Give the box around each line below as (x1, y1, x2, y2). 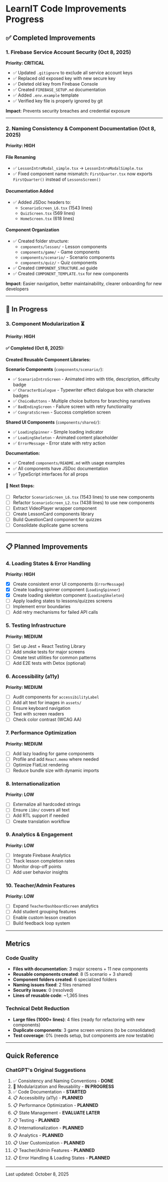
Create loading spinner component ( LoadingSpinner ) (12, 587, 120, 592)
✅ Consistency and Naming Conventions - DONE (12, 1078, 114, 1084)
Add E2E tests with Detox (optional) (12, 660, 86, 666)
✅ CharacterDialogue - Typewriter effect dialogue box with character (12, 386, 155, 393)
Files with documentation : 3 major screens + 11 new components (12, 966, 149, 972)
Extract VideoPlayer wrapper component (12, 505, 97, 511)
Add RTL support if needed (12, 813, 69, 819)
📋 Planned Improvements (5, 542, 88, 551)
